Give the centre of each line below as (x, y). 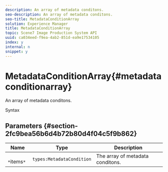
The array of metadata (122, 156)
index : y (14, 42)
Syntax (12, 110)
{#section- (61, 126)
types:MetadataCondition (62, 159)
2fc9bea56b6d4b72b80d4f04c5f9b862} (71, 133)
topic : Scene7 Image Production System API (51, 33)
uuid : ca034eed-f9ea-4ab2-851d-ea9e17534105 (52, 38)
